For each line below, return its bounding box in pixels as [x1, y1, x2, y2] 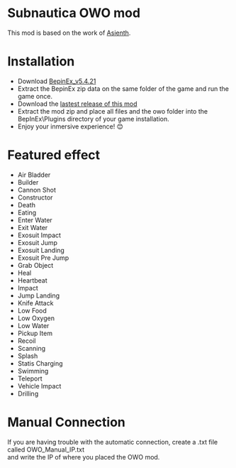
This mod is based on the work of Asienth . [7, 28, 131, 37]
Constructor [17, 193, 53, 202]
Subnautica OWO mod [7, 5, 140, 21]
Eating [17, 208, 37, 217]
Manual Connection [7, 414, 126, 430]
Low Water [17, 321, 50, 330]
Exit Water [17, 223, 48, 232]
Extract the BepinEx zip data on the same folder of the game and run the [17, 84, 229, 93]
